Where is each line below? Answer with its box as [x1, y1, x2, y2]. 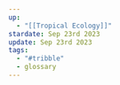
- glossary [16, 63, 57, 72]
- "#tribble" [16, 54, 65, 63]
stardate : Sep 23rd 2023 [8, 29, 100, 38]
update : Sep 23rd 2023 [8, 37, 92, 47]
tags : [8, 46, 28, 55]
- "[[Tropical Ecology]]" [16, 21, 113, 30]
